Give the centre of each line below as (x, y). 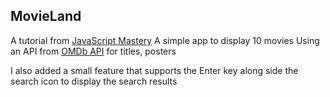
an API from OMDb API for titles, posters (93, 51)
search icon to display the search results (94, 81)
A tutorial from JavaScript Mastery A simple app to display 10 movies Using (165, 40)
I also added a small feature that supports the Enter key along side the (154, 70)
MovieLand (46, 16)
